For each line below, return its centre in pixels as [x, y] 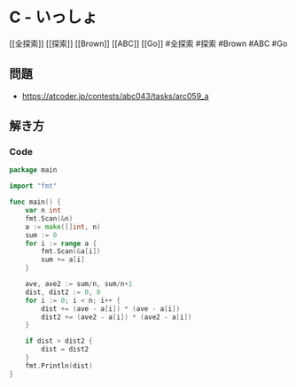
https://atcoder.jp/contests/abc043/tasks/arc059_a [116, 96]
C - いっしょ [54, 17]
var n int [43, 211]
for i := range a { [61, 244]
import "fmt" [33, 186]
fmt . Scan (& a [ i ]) [71, 252]
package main [33, 170]
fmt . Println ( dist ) [59, 366]
